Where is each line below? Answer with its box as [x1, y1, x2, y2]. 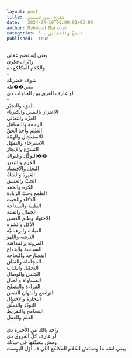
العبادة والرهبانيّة [6, 227, 42, 234]
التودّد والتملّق [6, 301, 36, 308]
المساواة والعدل [6, 277, 41, 283]
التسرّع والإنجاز [6, 145, 39, 152]
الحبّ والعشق [6, 178, 37, 184]
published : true [6, 36, 49, 41]
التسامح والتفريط [6, 308, 44, 314]
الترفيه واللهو [6, 233, 34, 240]
